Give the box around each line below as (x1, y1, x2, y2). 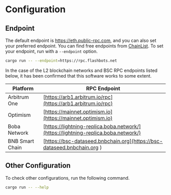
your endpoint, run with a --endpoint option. (5, 48, 98, 54)
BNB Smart (8, 137, 35, 144)
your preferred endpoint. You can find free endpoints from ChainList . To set (5, 43, 164, 49)
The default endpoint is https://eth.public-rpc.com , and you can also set (5, 37, 157, 43)
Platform (12, 85, 34, 92)
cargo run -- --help (5, 185, 49, 190)
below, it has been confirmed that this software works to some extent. (5, 72, 152, 79)
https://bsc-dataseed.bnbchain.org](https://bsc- (45, 137, 163, 144)
